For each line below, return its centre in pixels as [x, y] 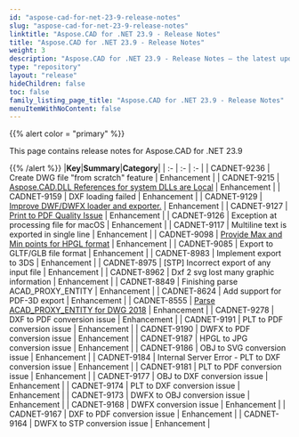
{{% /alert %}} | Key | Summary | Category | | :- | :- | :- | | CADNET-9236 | [140, 168]
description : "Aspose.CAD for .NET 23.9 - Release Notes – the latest [143, 59]
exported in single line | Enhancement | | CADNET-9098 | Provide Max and [146, 235]
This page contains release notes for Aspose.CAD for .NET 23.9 [126, 151]
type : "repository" [45, 68]
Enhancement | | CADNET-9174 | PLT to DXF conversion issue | [125, 386]
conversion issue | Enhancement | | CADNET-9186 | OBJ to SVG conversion [148, 348]
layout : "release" [43, 76]
